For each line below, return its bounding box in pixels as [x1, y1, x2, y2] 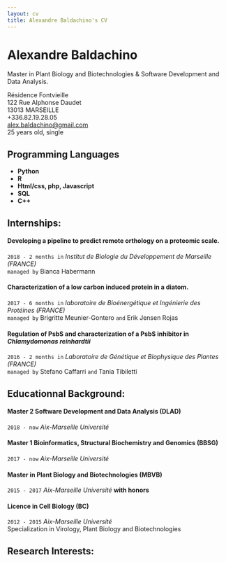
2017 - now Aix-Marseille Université [7, 454, 110, 463]
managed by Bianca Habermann [7, 267, 96, 275]
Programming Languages [7, 148, 120, 160]
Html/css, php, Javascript [17, 182, 95, 190]
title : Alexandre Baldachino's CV [7, 17, 108, 24]
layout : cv [7, 10, 39, 17]
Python [17, 167, 40, 176]
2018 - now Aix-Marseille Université [7, 423, 110, 431]
